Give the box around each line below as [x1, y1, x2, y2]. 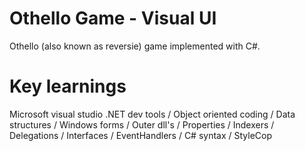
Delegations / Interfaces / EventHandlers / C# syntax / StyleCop [9, 129, 273, 141]
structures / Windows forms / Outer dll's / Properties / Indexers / [9, 118, 275, 131]
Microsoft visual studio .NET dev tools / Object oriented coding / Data [9, 108, 296, 120]
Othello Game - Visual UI [9, 7, 217, 30]
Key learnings [9, 75, 127, 98]
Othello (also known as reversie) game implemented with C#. [9, 40, 261, 52]
